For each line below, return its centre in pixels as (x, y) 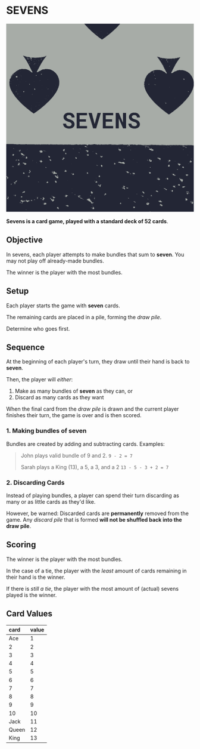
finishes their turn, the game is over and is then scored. (74, 415)
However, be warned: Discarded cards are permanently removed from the (98, 513)
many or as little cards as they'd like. (51, 501)
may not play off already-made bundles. (55, 261)
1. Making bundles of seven (46, 431)
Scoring (21, 545)
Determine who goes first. (38, 328)
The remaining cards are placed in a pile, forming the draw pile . (84, 317)
